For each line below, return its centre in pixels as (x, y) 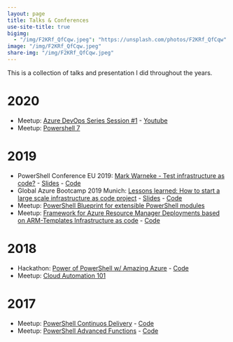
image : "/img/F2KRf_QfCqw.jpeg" (54, 46)
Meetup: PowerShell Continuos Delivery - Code (85, 323)
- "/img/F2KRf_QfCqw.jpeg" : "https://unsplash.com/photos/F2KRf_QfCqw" (120, 40)
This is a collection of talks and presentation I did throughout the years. (110, 73)
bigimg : (19, 33)
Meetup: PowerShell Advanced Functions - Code (88, 331)
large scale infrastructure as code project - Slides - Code (100, 198)
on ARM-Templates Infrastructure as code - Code (89, 220)
